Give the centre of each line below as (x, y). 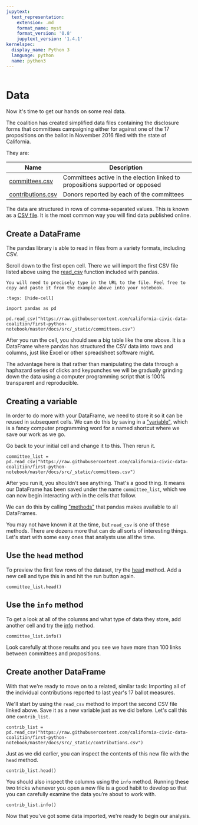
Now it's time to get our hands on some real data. (66, 111)
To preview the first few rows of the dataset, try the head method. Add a (94, 570)
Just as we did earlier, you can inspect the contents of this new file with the (98, 753)
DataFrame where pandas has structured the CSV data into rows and (90, 346)
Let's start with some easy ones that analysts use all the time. (81, 537)
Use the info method (45, 605)
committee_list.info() (34, 636)
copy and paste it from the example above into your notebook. (85, 288)
